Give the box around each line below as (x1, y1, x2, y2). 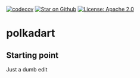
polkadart (6, 27, 55, 40)
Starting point (6, 50, 58, 60)
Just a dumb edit (6, 66, 48, 73)
